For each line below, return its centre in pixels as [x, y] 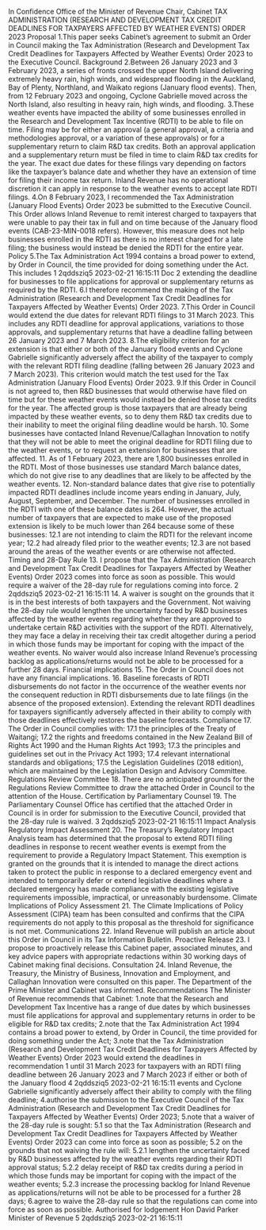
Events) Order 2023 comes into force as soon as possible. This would [122, 576]
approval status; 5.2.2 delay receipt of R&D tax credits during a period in [126, 1167]
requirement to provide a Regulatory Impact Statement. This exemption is [127, 855]
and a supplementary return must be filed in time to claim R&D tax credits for [133, 155]
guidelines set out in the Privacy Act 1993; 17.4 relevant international [119, 754]
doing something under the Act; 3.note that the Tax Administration [116, 1041]
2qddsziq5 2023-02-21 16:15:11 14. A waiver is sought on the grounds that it [131, 594]
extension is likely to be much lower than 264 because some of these [122, 526]
